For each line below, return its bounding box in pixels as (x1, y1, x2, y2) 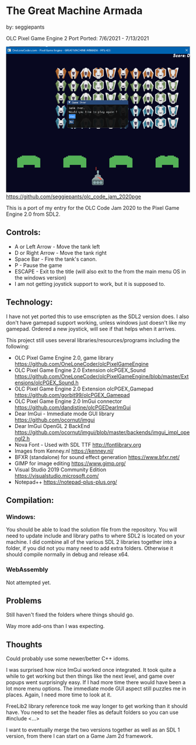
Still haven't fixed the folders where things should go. (6, 611, 134, 618)
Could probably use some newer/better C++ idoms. (6, 655, 130, 662)
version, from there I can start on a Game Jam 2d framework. (6, 733, 153, 740)
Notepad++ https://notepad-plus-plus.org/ (14, 478, 118, 485)
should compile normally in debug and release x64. (6, 551, 129, 558)
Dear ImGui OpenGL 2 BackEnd (14, 422, 90, 429)
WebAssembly (6, 565, 48, 574)
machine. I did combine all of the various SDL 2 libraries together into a (6, 539, 177, 546)
